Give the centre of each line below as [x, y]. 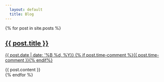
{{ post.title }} [27, 43]
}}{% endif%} [39, 60]
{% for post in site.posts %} [33, 28]
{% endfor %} [19, 75]
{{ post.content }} [23, 70]
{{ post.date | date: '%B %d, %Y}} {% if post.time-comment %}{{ [71, 55]
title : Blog [22, 14]
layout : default [26, 10]
